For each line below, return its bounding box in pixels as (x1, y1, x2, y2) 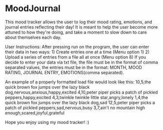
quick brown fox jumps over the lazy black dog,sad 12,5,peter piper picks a (5, 99, 155, 105)
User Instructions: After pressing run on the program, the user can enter (5, 44, 149, 49)
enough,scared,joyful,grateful (5, 110, 65, 115)
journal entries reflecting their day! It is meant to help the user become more (5, 24, 158, 30)
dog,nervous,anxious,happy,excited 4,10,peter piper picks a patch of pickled (5, 89, 158, 95)
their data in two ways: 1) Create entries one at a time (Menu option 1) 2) (5, 49, 150, 55)
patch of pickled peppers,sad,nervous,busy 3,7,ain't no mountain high (5, 105, 145, 111)
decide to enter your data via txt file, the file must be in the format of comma (5, 59, 158, 65)
